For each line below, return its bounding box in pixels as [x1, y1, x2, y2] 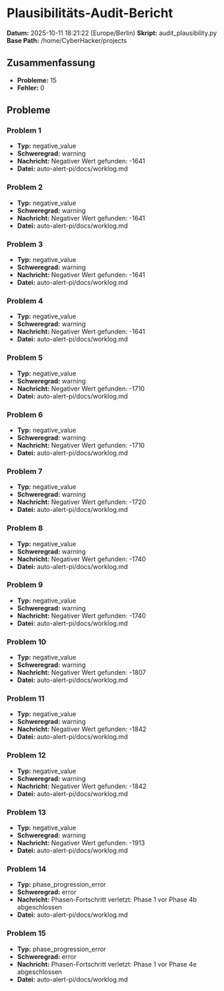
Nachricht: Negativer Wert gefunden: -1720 [16, 498, 147, 506]
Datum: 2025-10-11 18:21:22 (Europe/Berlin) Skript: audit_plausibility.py [6, 29, 217, 37]
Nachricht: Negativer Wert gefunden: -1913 [16, 839, 146, 847]
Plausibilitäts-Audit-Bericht [6, 5, 173, 21]
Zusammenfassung [6, 57, 96, 69]
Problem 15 [6, 928, 46, 938]
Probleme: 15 [16, 76, 57, 84]
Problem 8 [6, 523, 44, 533]
